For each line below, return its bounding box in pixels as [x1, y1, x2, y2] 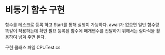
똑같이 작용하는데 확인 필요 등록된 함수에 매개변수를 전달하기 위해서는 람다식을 [5, 27, 155, 33]
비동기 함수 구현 [5, 4, 65, 16]
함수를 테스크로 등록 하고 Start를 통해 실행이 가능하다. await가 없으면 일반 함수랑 [5, 22, 160, 27]
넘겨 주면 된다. [18, 34, 46, 40]
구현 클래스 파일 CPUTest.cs [5, 44, 61, 50]
